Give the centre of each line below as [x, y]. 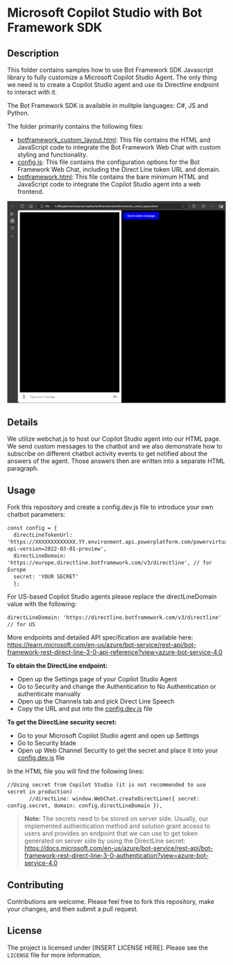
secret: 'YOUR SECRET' [46, 577]
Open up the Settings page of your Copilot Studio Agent [97, 679]
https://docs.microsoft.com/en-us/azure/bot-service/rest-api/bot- [119, 848]
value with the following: [42, 604]
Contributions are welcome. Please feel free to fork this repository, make [111, 902]
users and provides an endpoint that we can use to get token [111, 834]
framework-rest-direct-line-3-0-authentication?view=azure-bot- [116, 856]
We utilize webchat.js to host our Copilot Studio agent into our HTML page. [114, 439]
